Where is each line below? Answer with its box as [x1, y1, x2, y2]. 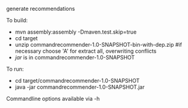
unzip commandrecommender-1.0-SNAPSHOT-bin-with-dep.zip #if [14, 41, 183, 48]
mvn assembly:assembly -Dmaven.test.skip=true [14, 28, 137, 35]
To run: [6, 65, 24, 73]
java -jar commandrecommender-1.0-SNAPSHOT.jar [14, 83, 145, 91]
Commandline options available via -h [6, 95, 100, 102]
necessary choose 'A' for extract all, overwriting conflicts [14, 47, 157, 55]
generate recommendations [6, 5, 75, 12]
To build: [6, 17, 28, 23]
